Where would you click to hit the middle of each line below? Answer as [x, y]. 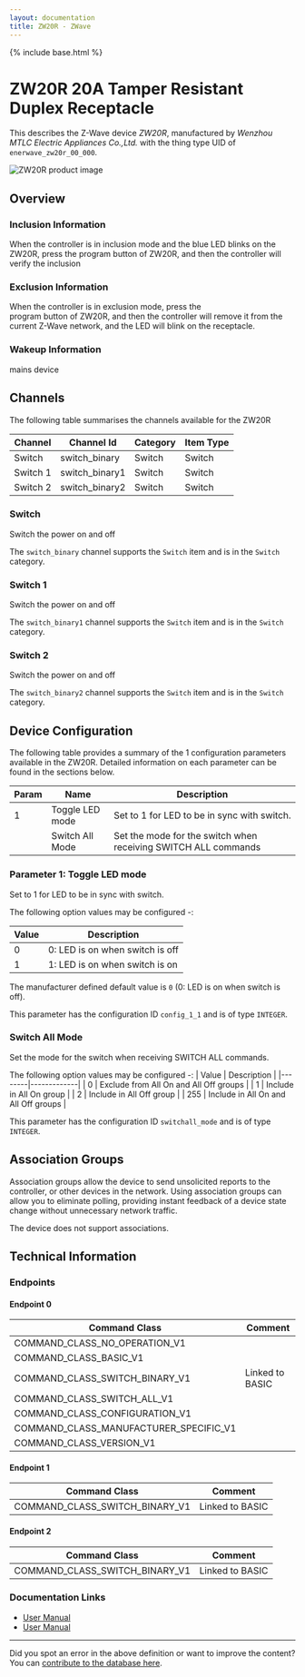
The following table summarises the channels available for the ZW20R [140, 419]
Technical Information [73, 1257]
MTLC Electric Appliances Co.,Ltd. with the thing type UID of [123, 143]
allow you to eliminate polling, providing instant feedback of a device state [148, 1200]
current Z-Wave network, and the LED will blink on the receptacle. [133, 326]
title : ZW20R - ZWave [50, 26]
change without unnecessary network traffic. [93, 1210]
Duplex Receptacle [82, 108]
